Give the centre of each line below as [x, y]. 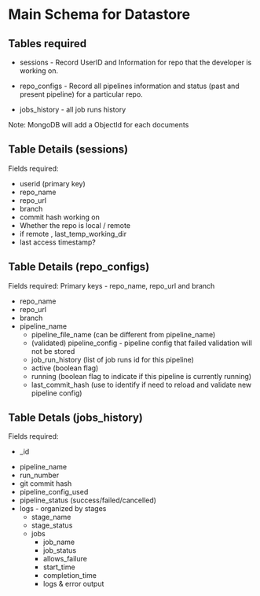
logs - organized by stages [63, 509]
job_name [59, 542]
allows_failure [65, 559]
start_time [59, 567]
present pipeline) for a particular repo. [81, 94]
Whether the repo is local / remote [75, 225]
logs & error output [73, 584]
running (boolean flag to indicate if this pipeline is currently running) [141, 376]
